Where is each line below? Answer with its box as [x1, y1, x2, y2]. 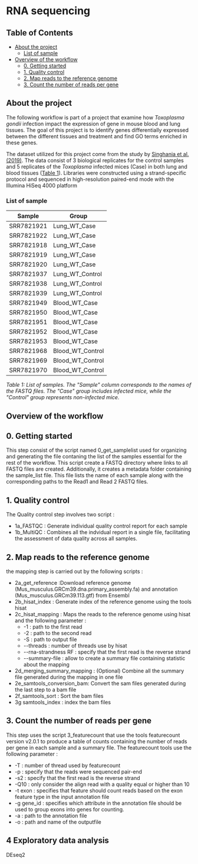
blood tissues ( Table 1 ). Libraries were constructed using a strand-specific [6, 169, 187, 176]
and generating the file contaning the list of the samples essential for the [6, 453, 183, 460]
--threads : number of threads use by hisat [23, 642, 127, 649]
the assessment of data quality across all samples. [14, 535, 137, 542]
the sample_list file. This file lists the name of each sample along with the [6, 472, 184, 479]
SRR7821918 [9, 241, 48, 250]
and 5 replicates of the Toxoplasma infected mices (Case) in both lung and [6, 163, 187, 170]
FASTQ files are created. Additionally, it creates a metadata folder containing [6, 465, 192, 473]
